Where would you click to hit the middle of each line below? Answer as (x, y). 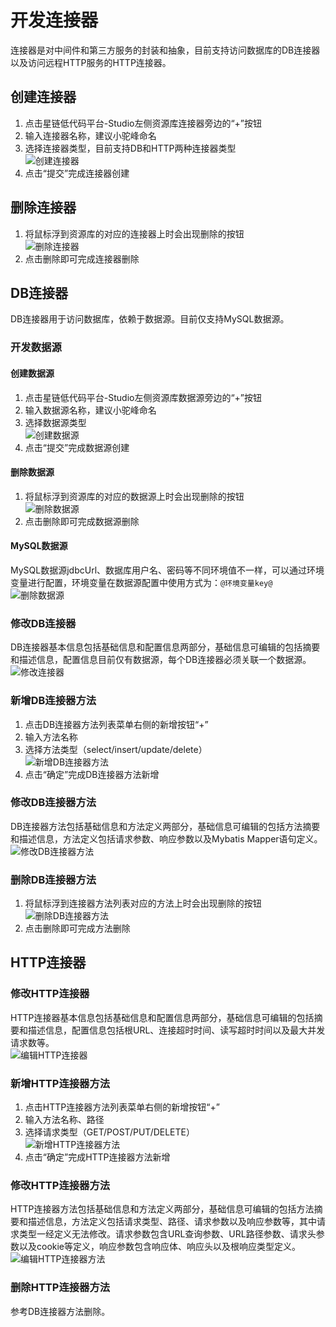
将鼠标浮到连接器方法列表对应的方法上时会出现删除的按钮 (143, 903)
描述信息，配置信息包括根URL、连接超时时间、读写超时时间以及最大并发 (176, 1030)
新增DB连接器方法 (53, 701)
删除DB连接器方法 (53, 879)
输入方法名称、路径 (64, 1120)
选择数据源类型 (55, 422)
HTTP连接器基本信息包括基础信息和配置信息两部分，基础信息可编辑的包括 (162, 1017)
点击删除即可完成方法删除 (77, 928)
